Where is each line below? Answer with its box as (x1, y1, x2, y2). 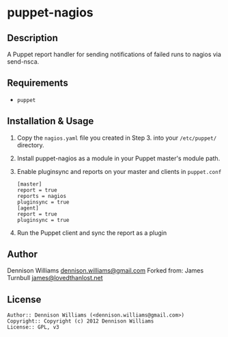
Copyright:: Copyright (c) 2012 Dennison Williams (7, 318, 154, 325)
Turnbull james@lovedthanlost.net (7, 274, 104, 282)
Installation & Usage (7, 115, 94, 127)
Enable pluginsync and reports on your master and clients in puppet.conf (16, 167, 222, 175)
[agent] (16, 204, 39, 212)
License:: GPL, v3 (7, 324, 59, 331)
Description (7, 32, 58, 44)
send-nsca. (7, 58, 40, 66)
